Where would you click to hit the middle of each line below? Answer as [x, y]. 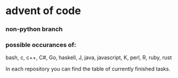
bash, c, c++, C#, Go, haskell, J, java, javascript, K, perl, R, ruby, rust [89, 57]
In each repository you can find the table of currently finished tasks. [88, 69]
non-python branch [34, 29]
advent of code [43, 11]
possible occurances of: [41, 45]
